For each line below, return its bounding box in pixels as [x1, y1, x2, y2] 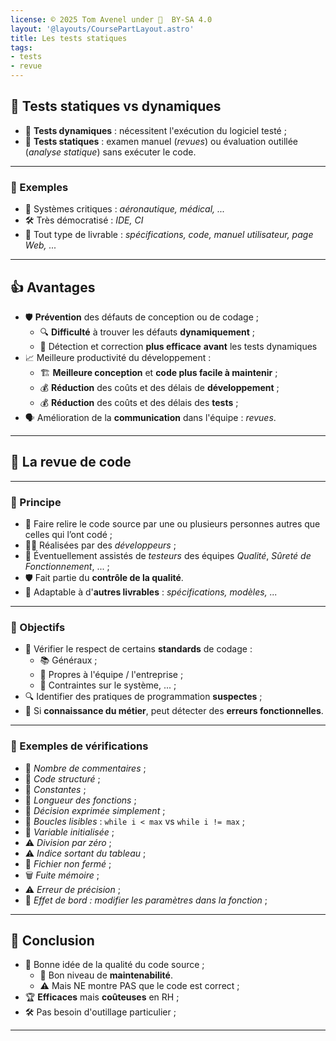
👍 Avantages [10, 279, 96, 296]
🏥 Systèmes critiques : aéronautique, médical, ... [24, 203, 226, 215]
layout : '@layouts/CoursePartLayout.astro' [10, 24, 195, 34]
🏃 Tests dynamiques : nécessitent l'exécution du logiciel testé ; [24, 124, 287, 136]
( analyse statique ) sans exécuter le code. [24, 146, 197, 158]
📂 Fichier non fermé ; [24, 857, 112, 870]
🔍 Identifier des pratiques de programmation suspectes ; [24, 691, 263, 703]
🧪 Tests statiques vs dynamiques [10, 98, 222, 115]
